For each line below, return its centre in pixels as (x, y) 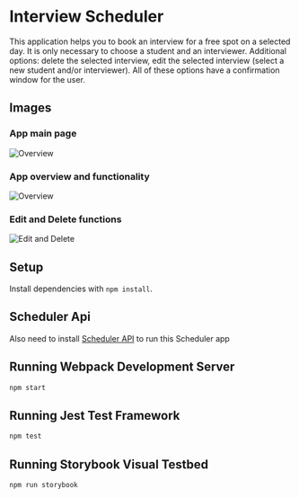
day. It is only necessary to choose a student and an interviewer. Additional (148, 50)
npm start (28, 387)
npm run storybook (44, 485)
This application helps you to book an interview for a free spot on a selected (150, 41)
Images (31, 108)
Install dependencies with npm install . (81, 289)
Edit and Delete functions (66, 219)
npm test (26, 436)
